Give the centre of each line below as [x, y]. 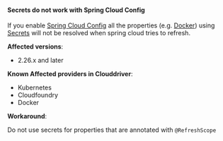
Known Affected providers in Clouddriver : [70, 74]
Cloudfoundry [38, 95]
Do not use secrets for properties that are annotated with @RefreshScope [112, 130]
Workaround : [27, 116]
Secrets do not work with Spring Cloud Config [76, 10]
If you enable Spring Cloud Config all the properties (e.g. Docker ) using [111, 25]
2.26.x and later [40, 61]
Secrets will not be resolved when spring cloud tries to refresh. [99, 33]
